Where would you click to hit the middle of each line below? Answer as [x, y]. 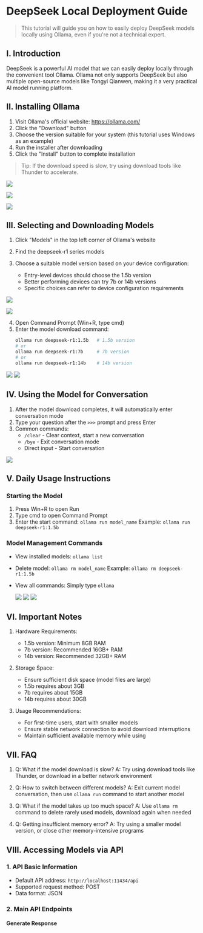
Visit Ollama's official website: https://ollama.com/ [78, 121]
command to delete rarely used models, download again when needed [103, 813]
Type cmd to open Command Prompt [61, 516]
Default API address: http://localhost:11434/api [77, 880]
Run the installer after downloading [59, 147]
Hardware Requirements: [46, 631]
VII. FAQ [22, 754]
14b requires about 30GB [55, 699]
